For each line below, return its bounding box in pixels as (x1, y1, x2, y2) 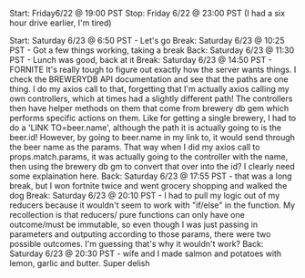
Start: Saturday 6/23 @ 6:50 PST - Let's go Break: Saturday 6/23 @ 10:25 (9, 36, 285, 46)
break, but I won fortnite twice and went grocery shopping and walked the (9, 180, 288, 190)
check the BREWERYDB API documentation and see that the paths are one (9, 74, 289, 85)
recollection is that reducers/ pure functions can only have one (9, 210, 246, 220)
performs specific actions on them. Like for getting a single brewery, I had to (9, 113, 297, 123)
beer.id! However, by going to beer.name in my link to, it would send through (9, 132, 296, 142)
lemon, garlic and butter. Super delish (9, 258, 150, 268)
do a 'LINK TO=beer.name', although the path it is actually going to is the (9, 122, 282, 133)
